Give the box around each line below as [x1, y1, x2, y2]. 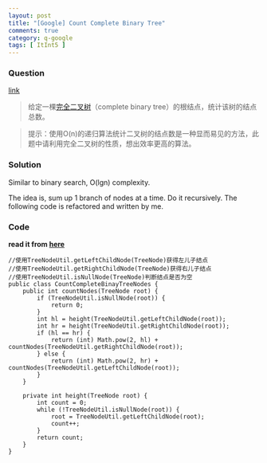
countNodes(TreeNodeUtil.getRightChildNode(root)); [8, 343, 183, 351]
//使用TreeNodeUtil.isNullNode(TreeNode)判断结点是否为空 [8, 273, 193, 281]
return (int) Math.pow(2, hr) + [50, 357, 159, 365]
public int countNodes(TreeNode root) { [22, 288, 159, 296]
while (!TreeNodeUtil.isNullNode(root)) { [37, 406, 180, 414]
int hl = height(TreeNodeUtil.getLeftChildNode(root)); [37, 316, 226, 324]
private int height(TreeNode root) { [22, 392, 148, 400]
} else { [37, 350, 66, 359]
